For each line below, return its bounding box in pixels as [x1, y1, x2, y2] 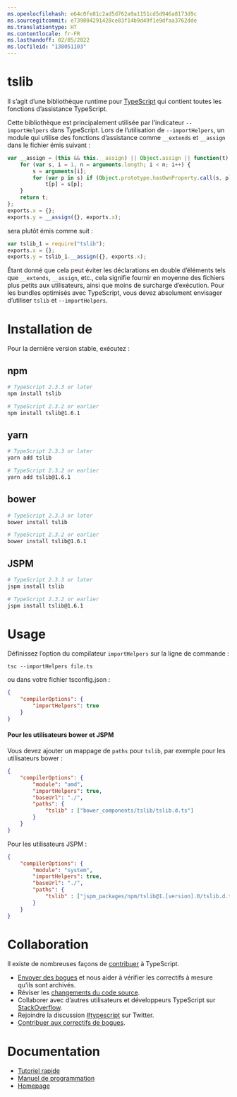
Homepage [17, 1081, 51, 1090]
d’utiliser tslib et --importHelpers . [7, 296, 108, 305]
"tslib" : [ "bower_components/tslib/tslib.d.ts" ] [44, 807, 194, 814]
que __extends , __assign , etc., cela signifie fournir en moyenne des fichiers [7, 274, 225, 282]
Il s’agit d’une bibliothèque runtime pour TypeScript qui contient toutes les [7, 97, 222, 105]
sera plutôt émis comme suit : [7, 226, 93, 235]
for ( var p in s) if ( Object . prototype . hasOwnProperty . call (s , [32, 174, 222, 181]
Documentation [7, 1043, 101, 1060]
